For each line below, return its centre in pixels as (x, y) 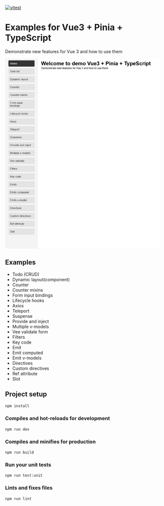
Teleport (21, 311)
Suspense (22, 316)
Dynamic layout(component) (41, 279)
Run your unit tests (28, 465)
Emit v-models (27, 358)
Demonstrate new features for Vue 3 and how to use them (64, 51)
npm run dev (17, 429)
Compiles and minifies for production (50, 442)
